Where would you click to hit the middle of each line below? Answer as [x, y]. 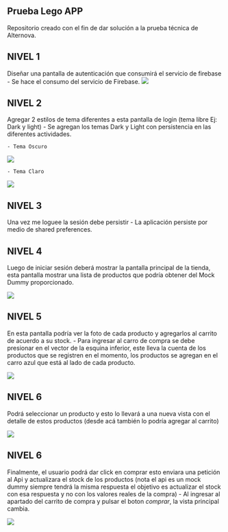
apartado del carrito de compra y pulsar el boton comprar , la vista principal [113, 501]
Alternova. [22, 35]
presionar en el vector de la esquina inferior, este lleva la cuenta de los [107, 348]
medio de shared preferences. [50, 230]
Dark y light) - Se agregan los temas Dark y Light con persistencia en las [109, 127]
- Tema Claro [26, 172]
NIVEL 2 [25, 103]
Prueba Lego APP [45, 11]
